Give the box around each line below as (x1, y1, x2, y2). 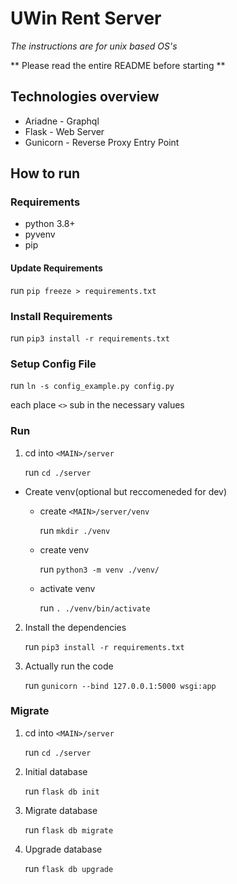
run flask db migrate (24, 823, 114, 836)
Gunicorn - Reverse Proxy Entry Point (24, 136, 180, 148)
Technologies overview (10, 88, 160, 106)
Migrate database (24, 804, 98, 816)
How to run (10, 165, 81, 182)
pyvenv (24, 228, 56, 241)
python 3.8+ (24, 218, 76, 230)
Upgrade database (24, 843, 103, 855)
